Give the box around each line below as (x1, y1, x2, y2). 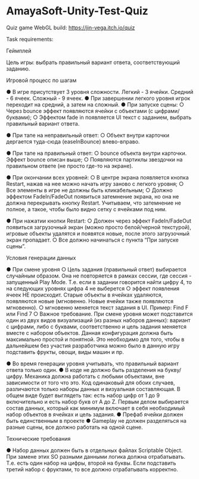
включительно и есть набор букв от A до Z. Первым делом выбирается (6, 398, 189, 405)
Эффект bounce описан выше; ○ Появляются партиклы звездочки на (6, 155, 183, 163)
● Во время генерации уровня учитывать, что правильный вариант (6, 360, 179, 367)
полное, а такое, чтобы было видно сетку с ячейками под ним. (6, 205, 167, 213)
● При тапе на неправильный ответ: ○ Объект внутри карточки (6, 132, 170, 139)
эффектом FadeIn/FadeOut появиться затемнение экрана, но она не (6, 193, 179, 200)
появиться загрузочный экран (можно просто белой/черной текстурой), (6, 223, 192, 231)
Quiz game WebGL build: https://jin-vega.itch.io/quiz (6, 24, 135, 31)
